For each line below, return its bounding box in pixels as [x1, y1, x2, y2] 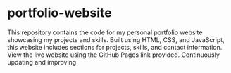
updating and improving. [7, 58, 79, 66]
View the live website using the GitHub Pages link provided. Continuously [7, 51, 220, 59]
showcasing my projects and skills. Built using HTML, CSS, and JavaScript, [7, 35, 225, 44]
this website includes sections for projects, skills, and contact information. [7, 43, 223, 51]
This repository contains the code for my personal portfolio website [7, 28, 203, 36]
